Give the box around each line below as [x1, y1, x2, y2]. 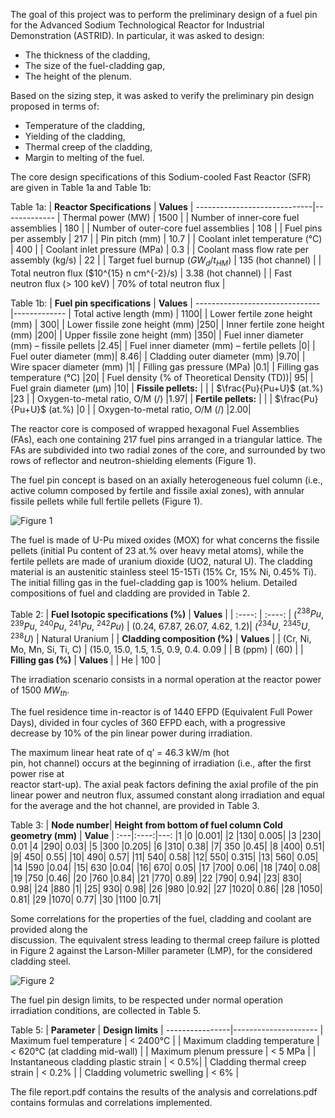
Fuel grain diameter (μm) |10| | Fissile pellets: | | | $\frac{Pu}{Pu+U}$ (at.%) [10, 382, 324, 394]
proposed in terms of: [10, 100, 100, 112]
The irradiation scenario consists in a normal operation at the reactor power [10, 673, 322, 685]
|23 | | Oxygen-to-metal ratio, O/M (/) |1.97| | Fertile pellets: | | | [10, 392, 273, 404]
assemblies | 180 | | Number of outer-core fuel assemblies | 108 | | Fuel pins [10, 222, 323, 234]
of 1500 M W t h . [10, 684, 70, 698]
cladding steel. [10, 955, 72, 967]
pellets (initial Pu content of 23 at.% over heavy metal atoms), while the [10, 544, 305, 556]
